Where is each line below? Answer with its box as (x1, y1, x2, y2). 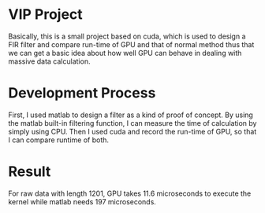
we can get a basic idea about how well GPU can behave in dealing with (8, 48, 242, 57)
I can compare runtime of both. (8, 135, 109, 145)
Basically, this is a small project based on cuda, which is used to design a (8, 31, 246, 41)
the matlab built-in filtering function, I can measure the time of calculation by (8, 118, 257, 127)
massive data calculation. (8, 57, 91, 66)
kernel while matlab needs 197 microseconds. (8, 196, 156, 206)
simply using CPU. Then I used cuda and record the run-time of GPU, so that (8, 127, 257, 136)
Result (8, 163, 51, 181)
